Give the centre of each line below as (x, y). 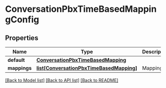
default (16, 60)
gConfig (22, 20)
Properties (22, 38)
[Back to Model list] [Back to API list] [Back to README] (62, 80)
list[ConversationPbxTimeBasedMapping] (87, 68)
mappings (20, 68)
